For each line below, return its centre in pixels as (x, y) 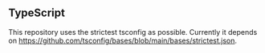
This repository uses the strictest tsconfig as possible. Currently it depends (133, 32)
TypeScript (37, 13)
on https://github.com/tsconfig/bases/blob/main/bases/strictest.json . (123, 40)
